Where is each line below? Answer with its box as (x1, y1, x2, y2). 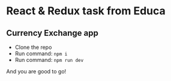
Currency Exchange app (6, 28, 99, 38)
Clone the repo (14, 43, 52, 51)
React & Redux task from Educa (6, 4, 166, 18)
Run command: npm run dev (14, 57, 84, 63)
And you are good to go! (6, 68, 67, 75)
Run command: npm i (14, 50, 68, 57)
